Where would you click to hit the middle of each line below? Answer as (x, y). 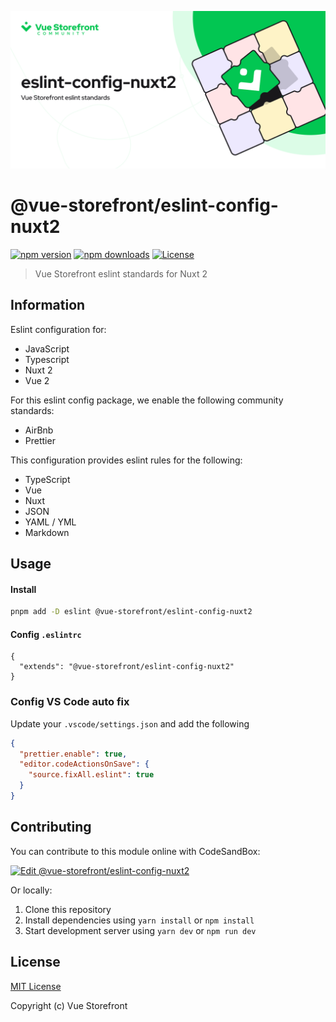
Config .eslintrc (46, 634)
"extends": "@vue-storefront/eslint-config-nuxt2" (127, 667)
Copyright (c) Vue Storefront (69, 1005)
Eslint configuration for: (58, 329)
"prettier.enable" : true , (73, 754)
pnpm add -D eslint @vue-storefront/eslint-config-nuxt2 (131, 612)
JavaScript (47, 348)
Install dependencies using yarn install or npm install (139, 920)
